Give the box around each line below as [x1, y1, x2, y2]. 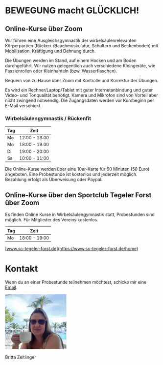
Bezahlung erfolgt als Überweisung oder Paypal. [5, 177, 103, 182]
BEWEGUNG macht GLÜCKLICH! [5, 5, 140, 16]
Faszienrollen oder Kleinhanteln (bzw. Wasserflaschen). [5, 68, 117, 74]
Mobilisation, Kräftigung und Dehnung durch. [5, 48, 96, 54]
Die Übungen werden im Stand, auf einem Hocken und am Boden [5, 58, 137, 63]
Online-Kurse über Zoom [5, 25, 83, 33]
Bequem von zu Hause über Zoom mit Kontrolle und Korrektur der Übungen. [5, 78, 159, 83]
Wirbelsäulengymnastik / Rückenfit [5, 115, 92, 122]
